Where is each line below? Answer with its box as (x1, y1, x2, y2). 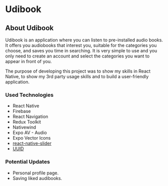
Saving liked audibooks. (12, 175, 62, 181)
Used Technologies (5, 91, 54, 98)
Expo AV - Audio (12, 130, 47, 136)
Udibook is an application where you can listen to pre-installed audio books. (5, 37, 163, 43)
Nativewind (12, 125, 36, 131)
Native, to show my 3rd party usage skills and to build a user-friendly (5, 74, 149, 79)
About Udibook (5, 24, 54, 32)
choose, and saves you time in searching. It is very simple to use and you (5, 48, 157, 53)
